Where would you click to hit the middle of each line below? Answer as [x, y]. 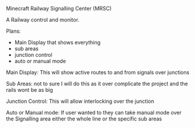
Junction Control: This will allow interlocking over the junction [80, 101]
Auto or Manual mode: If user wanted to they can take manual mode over [94, 113]
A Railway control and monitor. [43, 20]
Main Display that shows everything [58, 42]
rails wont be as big [30, 90]
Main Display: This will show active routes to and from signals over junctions [98, 72]
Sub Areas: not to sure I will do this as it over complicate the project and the [97, 84]
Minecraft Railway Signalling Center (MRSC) [59, 8]
